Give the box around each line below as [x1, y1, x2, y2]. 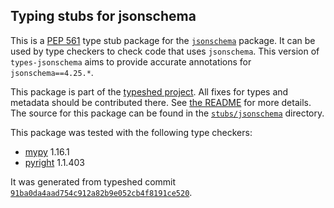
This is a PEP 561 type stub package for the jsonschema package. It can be [10, 34, 316, 46]
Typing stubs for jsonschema [10, 8, 197, 25]
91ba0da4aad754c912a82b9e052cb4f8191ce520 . [10, 186, 193, 198]
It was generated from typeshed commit [10, 175, 177, 188]
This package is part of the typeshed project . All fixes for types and [10, 85, 289, 98]
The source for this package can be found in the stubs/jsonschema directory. [10, 107, 325, 119]
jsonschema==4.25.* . [10, 66, 94, 78]
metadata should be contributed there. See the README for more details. [10, 96, 312, 108]
